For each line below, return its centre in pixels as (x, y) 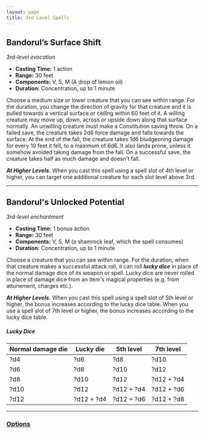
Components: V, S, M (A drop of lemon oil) (69, 82)
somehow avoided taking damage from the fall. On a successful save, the (99, 152)
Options (18, 424)
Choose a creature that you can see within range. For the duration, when (98, 260)
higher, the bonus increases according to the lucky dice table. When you (97, 304)
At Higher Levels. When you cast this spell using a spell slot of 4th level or (100, 171)
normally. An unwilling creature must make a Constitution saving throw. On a (102, 127)
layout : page (23, 12)
